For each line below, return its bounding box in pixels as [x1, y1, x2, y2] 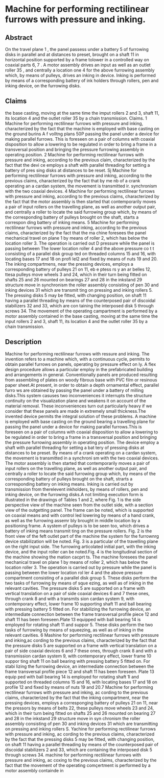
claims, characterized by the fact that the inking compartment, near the [5, 695, 149, 701]
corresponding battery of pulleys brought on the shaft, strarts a [5, 476, 133, 481]
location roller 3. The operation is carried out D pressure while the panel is [5, 240, 155, 246]
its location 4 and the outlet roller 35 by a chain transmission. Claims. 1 [5, 115, 147, 121]
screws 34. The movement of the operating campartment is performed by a [5, 308, 158, 314]
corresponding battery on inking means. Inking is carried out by [5, 481, 134, 487]
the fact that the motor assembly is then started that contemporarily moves [5, 199, 157, 204]
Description [5, 338, 42, 346]
